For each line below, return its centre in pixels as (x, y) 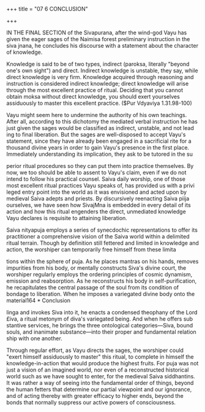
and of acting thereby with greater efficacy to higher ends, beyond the (95, 396)
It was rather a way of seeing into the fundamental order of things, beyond (100, 383)
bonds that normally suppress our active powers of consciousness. (91, 402)
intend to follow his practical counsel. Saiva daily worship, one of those (96, 179)
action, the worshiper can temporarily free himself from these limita (91, 250)
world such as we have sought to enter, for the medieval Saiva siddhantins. (101, 376)
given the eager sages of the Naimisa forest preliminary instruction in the (98, 39)
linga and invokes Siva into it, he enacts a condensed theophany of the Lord (102, 312)
